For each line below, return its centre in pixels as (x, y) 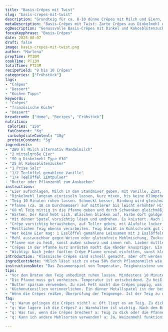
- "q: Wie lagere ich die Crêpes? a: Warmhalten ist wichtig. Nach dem (81, 308)
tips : (11, 270)
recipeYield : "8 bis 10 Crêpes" (39, 71)
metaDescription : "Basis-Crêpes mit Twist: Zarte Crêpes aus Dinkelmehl (82, 24)
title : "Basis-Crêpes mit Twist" (40, 10)
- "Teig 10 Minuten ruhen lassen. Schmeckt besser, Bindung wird (74, 201)
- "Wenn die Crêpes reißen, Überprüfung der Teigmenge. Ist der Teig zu (82, 294)
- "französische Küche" (30, 108)
